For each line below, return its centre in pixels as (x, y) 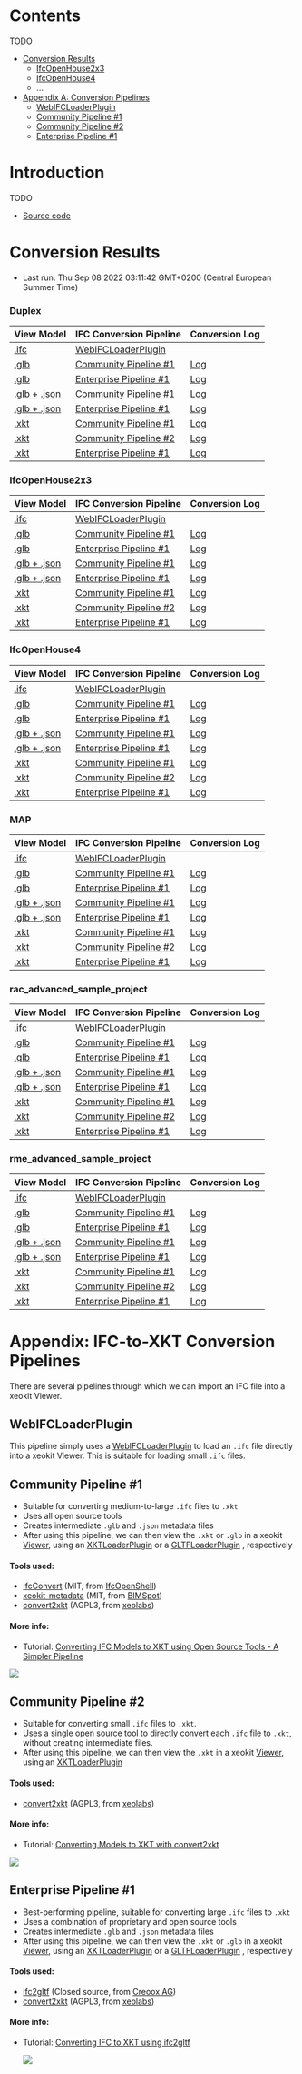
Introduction (57, 173)
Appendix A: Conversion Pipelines (86, 97)
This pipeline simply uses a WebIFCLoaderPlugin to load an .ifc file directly (151, 1446)
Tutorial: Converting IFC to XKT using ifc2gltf (106, 2042)
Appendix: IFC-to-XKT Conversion (142, 1341)
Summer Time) (50, 287)
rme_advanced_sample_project (80, 1159)
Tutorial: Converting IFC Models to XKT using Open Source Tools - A (151, 1646)
